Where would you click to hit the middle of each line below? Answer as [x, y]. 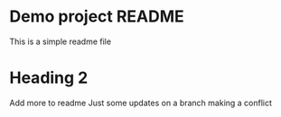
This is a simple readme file [60, 41]
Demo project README [97, 17]
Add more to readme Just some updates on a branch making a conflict [141, 103]
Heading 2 [49, 78]
